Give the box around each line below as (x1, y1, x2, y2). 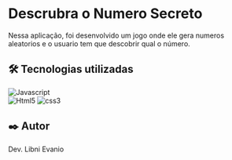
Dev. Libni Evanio (8, 144, 64, 154)
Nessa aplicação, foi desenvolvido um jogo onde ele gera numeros (8, 31, 225, 40)
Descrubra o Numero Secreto (8, 5, 203, 23)
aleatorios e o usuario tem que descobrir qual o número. (8, 38, 190, 48)
